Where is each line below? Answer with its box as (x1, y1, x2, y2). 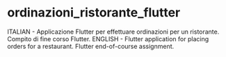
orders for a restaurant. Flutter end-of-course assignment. (7, 42, 175, 50)
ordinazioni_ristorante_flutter (7, 5, 181, 21)
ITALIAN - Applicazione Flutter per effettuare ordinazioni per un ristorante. (7, 27, 220, 36)
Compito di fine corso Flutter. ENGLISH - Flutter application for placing (7, 34, 209, 43)
